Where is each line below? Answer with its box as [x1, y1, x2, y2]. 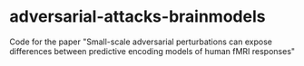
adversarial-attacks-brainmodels [9, 6, 266, 27]
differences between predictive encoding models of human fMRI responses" [9, 45, 296, 56]
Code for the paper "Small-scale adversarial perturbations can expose [9, 36, 272, 47]
